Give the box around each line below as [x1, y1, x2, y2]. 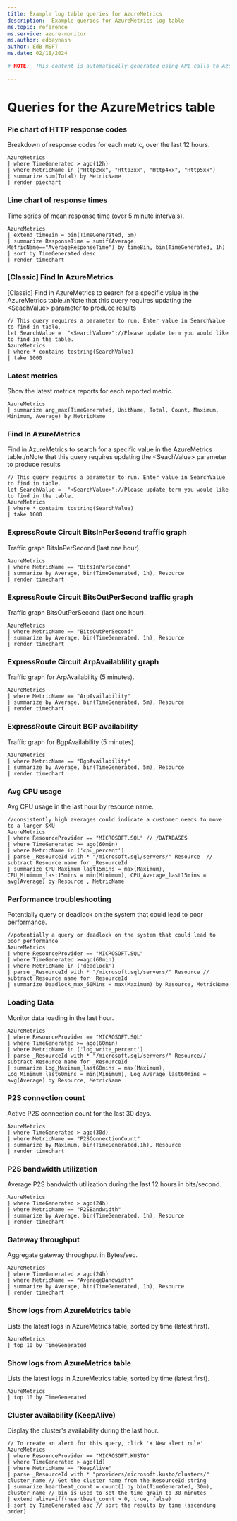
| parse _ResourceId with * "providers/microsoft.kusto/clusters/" [7, 1471, 210, 1479]
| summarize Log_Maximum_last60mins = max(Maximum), [7, 1064, 166, 1072]
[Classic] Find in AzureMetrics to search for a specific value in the [7, 288, 199, 297]
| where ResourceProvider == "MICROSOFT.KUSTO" [7, 1452, 150, 1459]
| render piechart [7, 179, 61, 186]
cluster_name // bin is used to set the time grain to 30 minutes [7, 1490, 207, 1497]
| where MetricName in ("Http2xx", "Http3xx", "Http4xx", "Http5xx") [7, 167, 217, 174]
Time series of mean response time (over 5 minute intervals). [7, 212, 185, 220]
